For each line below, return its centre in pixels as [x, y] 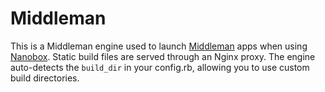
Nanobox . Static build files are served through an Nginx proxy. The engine [163, 56]
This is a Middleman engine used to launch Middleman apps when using [159, 46]
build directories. [45, 78]
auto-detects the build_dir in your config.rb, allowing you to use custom [160, 67]
